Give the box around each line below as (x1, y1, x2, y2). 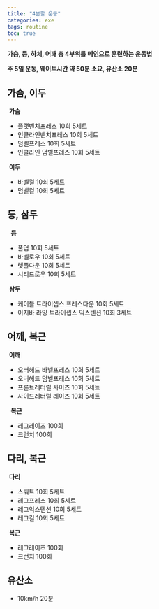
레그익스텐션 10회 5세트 (17, 505, 82, 513)
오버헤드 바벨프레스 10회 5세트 (17, 365, 101, 374)
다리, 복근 (7, 452, 47, 465)
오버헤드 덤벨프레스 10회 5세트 (17, 374, 101, 382)
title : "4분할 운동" (7, 10, 61, 17)
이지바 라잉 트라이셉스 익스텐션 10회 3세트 (17, 308, 132, 317)
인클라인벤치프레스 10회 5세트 (17, 131, 99, 139)
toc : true (7, 29, 36, 37)
